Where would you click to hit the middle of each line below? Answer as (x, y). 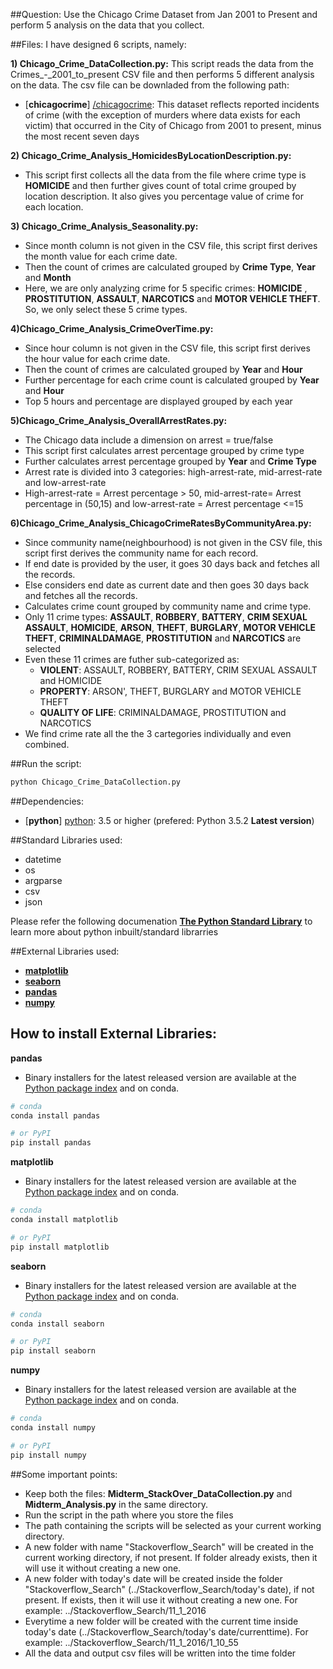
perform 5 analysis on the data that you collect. (107, 25)
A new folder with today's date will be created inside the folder (153, 1578)
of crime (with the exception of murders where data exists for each (162, 115)
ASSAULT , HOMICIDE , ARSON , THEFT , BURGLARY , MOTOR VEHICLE (170, 627)
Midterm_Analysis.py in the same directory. (116, 1504)
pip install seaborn (53, 1351)
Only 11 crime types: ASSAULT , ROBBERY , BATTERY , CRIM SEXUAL (166, 617)
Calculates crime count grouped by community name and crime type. (168, 606)
